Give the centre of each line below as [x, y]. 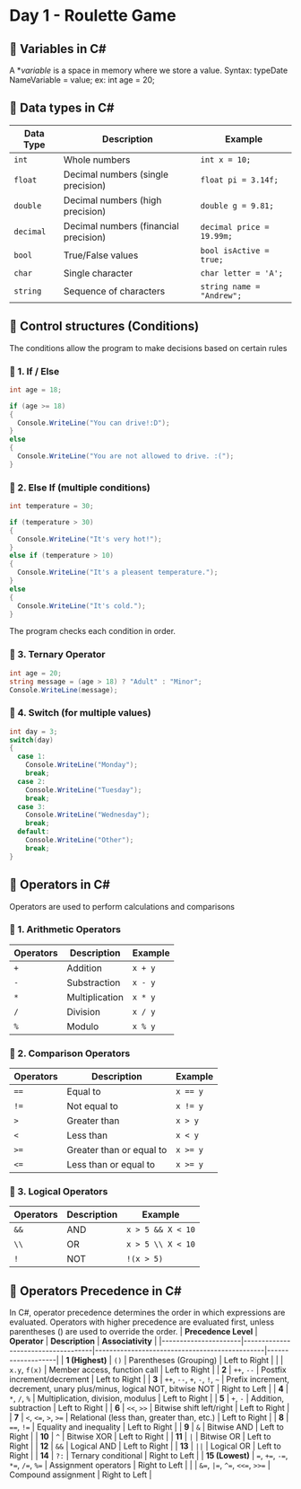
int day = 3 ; [34, 731]
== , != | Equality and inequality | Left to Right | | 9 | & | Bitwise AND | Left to [146, 1427]
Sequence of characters [114, 291]
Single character [98, 273]
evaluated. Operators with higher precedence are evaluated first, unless [142, 1322]
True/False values [101, 255]
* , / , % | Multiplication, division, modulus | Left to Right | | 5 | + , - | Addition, [147, 1398]
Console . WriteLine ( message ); [64, 690]
